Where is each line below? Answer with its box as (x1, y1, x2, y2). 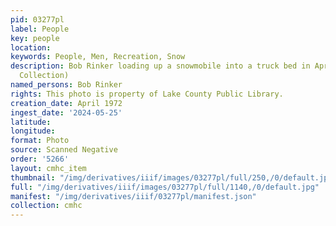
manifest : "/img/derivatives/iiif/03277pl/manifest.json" (10, 191, 257, 201)
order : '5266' (10, 154, 70, 164)
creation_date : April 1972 (10, 98, 123, 108)
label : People (10, 24, 70, 34)
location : (10, 42, 52, 53)
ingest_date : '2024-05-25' (10, 107, 123, 118)
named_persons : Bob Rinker (10, 80, 123, 90)
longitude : (10, 126, 56, 136)
